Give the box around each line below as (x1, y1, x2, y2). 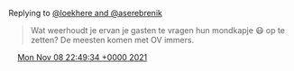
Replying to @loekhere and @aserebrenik (8, 8, 163, 18)
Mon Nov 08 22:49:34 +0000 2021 (16, 52, 148, 62)
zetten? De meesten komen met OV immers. (30, 35, 195, 45)
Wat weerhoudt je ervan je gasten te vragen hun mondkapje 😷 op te (30, 25, 286, 35)
